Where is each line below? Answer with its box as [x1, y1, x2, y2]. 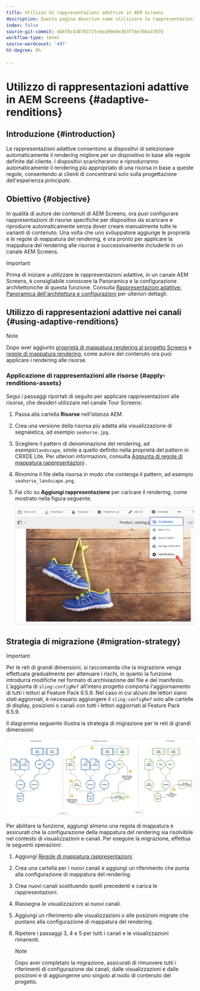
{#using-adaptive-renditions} [6, 316, 119, 326]
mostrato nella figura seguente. [14, 495, 92, 502]
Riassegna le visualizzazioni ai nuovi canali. [14, 900, 122, 907]
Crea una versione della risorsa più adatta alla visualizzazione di [14, 422, 173, 429]
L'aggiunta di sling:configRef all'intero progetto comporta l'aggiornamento [6, 683, 191, 690]
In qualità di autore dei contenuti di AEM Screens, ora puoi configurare [6, 209, 179, 217]
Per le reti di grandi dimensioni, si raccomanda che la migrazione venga [6, 664, 182, 671]
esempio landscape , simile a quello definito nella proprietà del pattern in [14, 446, 189, 453]
